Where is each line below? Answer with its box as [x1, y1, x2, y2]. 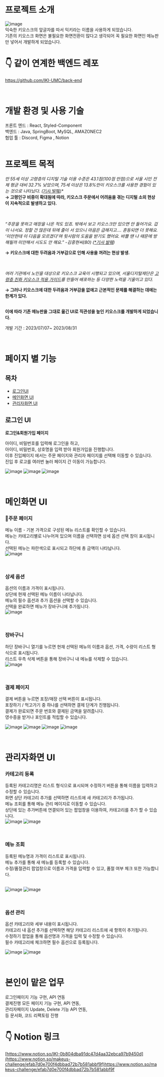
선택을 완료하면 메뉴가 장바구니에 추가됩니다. [5, 604, 90, 610]
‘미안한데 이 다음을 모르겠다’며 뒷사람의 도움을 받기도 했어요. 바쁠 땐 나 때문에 [5, 233, 152, 239]
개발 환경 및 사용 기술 [5, 105, 84, 117]
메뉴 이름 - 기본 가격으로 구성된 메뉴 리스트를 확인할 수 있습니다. [5, 527, 127, 533]
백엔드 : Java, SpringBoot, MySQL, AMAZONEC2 [5, 128, 102, 134]
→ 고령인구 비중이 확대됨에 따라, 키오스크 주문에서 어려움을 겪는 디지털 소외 [5, 194, 146, 200]
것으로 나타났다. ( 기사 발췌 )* [10, 188, 64, 194]
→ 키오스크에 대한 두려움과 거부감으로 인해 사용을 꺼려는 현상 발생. [5, 249, 130, 255]
